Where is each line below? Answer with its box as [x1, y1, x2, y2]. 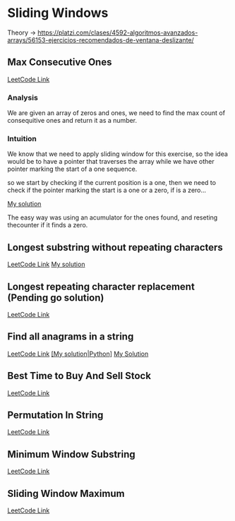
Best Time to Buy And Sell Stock [7, 370, 152, 382]
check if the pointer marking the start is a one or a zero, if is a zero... [7, 186, 207, 195]
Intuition [7, 133, 37, 143]
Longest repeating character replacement [7, 280, 195, 292]
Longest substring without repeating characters [7, 241, 224, 253]
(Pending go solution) [7, 292, 104, 304]
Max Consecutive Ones [7, 56, 112, 68]
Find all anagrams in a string [7, 330, 134, 343]
